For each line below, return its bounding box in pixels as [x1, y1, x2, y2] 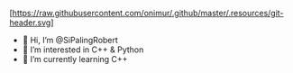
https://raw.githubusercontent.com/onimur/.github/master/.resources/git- [12, 8, 284, 18]
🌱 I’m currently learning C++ [22, 54, 128, 64]
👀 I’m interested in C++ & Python [22, 44, 144, 55]
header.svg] [9, 17, 54, 28]
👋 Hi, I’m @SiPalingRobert [22, 35, 119, 45]
